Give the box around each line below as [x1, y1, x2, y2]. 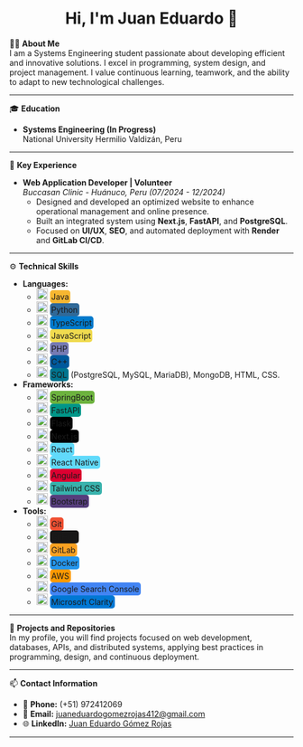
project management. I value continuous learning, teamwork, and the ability [9, 67, 290, 78]
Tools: [22, 506, 47, 516]
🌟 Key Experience [9, 159, 78, 170]
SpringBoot [50, 392, 94, 402]
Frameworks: [22, 379, 74, 390]
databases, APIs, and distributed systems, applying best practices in [9, 641, 264, 652]
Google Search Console [50, 583, 140, 594]
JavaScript [50, 330, 92, 341]
